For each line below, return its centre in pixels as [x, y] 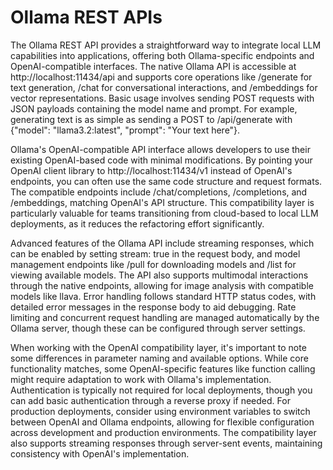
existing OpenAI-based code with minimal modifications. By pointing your [161, 160]
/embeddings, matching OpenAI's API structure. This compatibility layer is [162, 202]
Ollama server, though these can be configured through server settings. [158, 328]
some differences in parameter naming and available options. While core [159, 358]
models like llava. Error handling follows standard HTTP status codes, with [163, 296]
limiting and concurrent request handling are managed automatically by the [165, 317]
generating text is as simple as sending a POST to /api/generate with [151, 119]
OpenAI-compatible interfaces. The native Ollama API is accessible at [153, 66]
